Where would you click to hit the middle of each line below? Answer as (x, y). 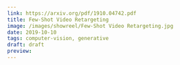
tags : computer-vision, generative (58, 39)
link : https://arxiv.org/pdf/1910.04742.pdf (72, 13)
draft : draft (26, 45)
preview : (20, 51)
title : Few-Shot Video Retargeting (58, 20)
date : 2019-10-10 (32, 32)
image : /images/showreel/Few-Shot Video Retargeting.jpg (90, 26)
